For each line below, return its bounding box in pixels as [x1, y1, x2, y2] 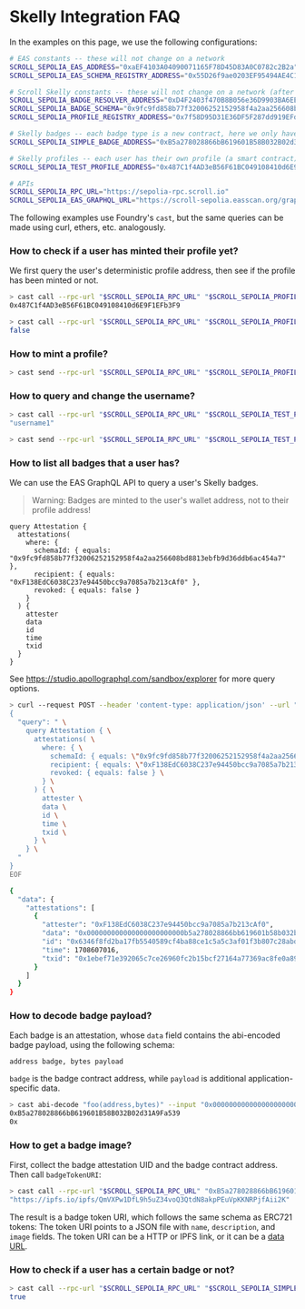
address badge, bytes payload [9, 1057, 124, 1066]
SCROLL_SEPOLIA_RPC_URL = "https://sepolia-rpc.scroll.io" [9, 187, 230, 196]
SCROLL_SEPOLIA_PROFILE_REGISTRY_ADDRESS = [9, 113, 172, 122]
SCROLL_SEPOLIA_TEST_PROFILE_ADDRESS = [9, 162, 156, 172]
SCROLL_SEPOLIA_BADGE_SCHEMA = [9, 105, 124, 114]
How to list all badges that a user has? [9, 457, 180, 469]
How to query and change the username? [9, 389, 195, 402]
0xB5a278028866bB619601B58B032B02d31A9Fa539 [9, 1109, 181, 1118]
